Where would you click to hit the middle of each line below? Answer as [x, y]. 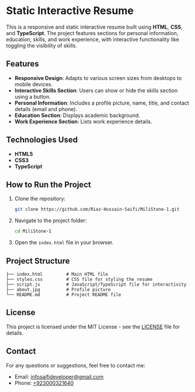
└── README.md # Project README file [64, 294]
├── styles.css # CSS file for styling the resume [79, 279]
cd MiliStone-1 [33, 231]
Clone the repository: [40, 199]
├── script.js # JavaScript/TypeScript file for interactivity [96, 285]
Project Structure [38, 261]
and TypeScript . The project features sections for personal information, [92, 33]
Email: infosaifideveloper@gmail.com [59, 377]
